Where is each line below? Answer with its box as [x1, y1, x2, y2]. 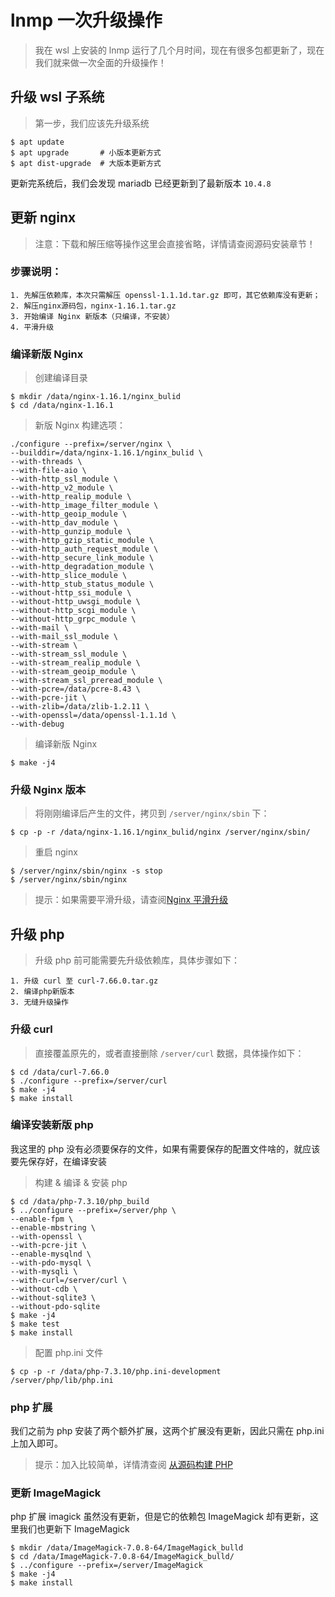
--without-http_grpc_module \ [10, 614, 137, 625]
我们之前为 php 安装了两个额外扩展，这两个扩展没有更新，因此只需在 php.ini [10, 1425, 325, 1437]
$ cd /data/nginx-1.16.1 [10, 401, 114, 411]
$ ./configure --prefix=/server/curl [10, 1076, 168, 1086]
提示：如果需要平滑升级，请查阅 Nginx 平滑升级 [34, 894, 229, 906]
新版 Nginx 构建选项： [34, 419, 127, 431]
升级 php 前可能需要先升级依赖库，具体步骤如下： [34, 954, 241, 966]
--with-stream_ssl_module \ [10, 649, 128, 660]
